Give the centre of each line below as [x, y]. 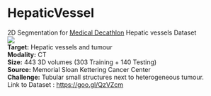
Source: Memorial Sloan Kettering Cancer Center [79, 69]
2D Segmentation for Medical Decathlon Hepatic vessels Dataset [102, 32]
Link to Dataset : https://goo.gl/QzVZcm [65, 84]
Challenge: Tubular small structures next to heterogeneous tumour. [105, 77]
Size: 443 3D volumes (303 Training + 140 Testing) [82, 62]
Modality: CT [27, 54]
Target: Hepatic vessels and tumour [60, 47]
